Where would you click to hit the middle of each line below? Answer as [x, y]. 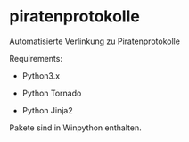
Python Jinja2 [47, 110]
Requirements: [36, 58]
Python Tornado [52, 93]
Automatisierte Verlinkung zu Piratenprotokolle [95, 41]
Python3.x [41, 75]
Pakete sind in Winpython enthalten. [75, 128]
